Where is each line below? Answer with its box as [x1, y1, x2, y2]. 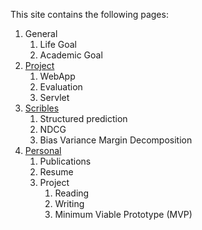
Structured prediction [39, 113, 128, 124]
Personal [24, 145, 62, 156]
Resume [39, 166, 74, 178]
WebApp [39, 70, 76, 82]
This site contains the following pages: [10, 9, 169, 20]
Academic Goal [39, 49, 103, 61]
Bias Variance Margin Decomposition [39, 134, 193, 146]
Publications [39, 155, 92, 167]
